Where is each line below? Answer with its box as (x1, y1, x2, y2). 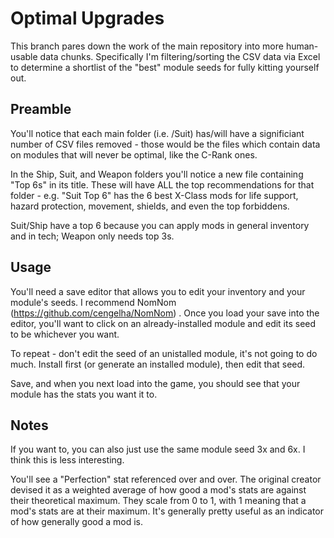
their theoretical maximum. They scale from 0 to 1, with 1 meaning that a (10, 495, 307, 507)
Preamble (10, 101, 72, 118)
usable (10, 50, 38, 62)
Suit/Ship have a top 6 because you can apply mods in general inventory (10, 219, 310, 231)
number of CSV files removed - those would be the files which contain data (10, 138, 321, 150)
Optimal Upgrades (10, 7, 165, 30)
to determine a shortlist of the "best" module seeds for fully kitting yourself (10, 61, 320, 73)
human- (285, 40, 319, 52)
